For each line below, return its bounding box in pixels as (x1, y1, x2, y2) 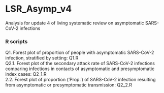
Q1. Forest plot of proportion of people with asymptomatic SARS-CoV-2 (5, 49, 154, 56)
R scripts (5, 38, 28, 45)
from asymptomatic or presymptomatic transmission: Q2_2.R (5, 82, 133, 88)
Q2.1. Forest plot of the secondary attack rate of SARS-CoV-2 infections (5, 60, 155, 67)
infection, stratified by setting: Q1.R (5, 55, 79, 61)
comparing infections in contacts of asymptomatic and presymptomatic (5, 66, 155, 72)
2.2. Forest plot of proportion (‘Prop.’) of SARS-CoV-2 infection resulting (5, 77, 156, 83)
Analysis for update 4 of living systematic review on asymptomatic (5, 20, 145, 26)
